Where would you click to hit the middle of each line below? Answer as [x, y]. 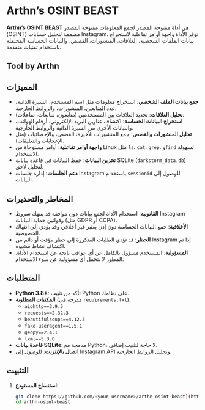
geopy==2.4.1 [41, 332]
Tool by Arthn [33, 66]
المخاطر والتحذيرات [40, 199]
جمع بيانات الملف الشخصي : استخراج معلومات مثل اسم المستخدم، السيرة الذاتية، [107, 102]
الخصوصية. [28, 233]
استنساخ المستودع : [37, 385]
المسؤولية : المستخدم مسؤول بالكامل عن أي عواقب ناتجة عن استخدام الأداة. [102, 252]
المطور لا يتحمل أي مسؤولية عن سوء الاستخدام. [69, 259]
